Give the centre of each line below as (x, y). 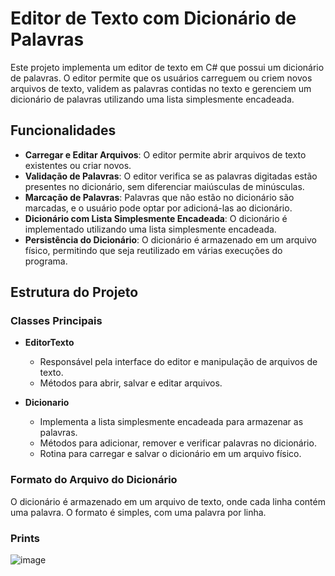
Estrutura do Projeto (74, 292)
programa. (46, 261)
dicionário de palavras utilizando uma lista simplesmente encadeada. (152, 99)
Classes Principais (56, 321)
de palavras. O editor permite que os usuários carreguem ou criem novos (161, 78)
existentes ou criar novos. (78, 165)
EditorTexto (49, 343)
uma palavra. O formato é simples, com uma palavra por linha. (138, 512)
